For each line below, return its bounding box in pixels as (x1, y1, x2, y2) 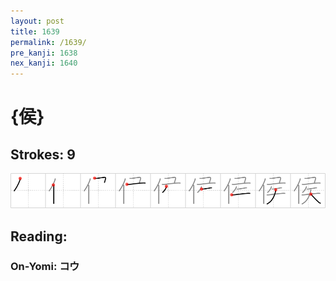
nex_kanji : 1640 (10, 58, 78, 69)
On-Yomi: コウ (10, 260, 80, 274)
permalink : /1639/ (10, 37, 87, 47)
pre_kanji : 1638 (10, 48, 78, 58)
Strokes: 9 (10, 146, 76, 163)
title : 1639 (10, 26, 60, 37)
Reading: (10, 228, 68, 245)
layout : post (10, 16, 65, 26)
